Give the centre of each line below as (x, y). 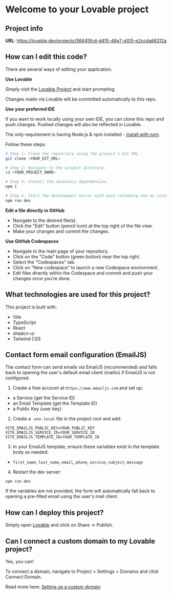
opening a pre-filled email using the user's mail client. (62, 496)
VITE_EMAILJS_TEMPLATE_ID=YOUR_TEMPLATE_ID (52, 437)
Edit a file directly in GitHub (35, 210)
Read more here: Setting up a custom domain (53, 587)
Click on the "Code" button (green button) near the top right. (77, 256)
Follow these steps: (26, 144)
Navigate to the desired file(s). (45, 220)
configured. (17, 378)
